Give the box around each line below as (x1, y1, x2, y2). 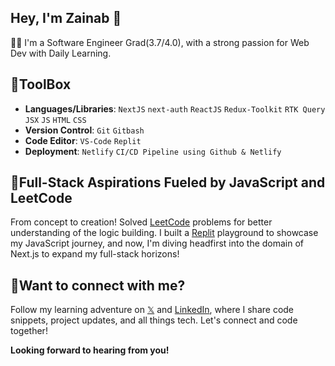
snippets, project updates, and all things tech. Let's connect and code (10, 314, 298, 326)
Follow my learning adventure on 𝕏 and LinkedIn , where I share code (10, 304, 295, 316)
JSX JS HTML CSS (24, 115, 87, 125)
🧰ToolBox (10, 76, 72, 93)
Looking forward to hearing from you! (10, 344, 170, 356)
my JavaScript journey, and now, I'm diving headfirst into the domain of (10, 237, 305, 250)
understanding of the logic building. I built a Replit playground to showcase (10, 227, 319, 239)
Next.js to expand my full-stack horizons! (10, 248, 180, 260)
